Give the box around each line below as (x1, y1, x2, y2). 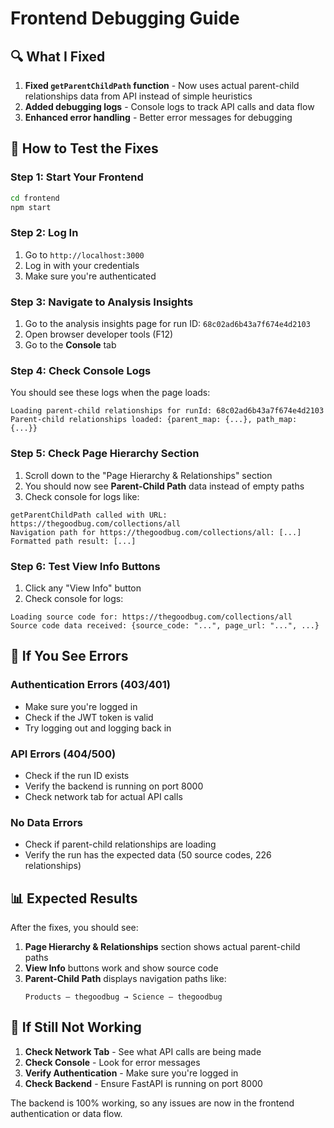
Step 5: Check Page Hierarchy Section (10, 447, 200, 461)
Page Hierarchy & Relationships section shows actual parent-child (24, 941, 301, 953)
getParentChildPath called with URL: (10, 510, 168, 520)
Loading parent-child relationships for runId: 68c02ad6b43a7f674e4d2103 (10, 406, 325, 416)
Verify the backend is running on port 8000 (24, 780, 204, 792)
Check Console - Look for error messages (24, 1056, 201, 1068)
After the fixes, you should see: (10, 922, 139, 934)
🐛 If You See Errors (10, 648, 129, 665)
